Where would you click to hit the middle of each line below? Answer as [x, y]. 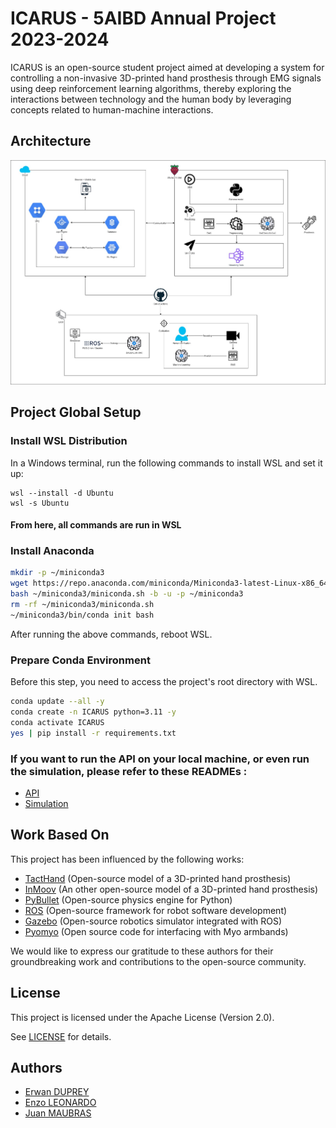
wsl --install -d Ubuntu [62, 493]
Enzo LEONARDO [60, 1103]
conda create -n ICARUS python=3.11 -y [93, 712]
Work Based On [60, 835]
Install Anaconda [52, 551]
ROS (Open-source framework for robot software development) [156, 910]
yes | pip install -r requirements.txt [93, 733]
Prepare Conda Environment [80, 660]
